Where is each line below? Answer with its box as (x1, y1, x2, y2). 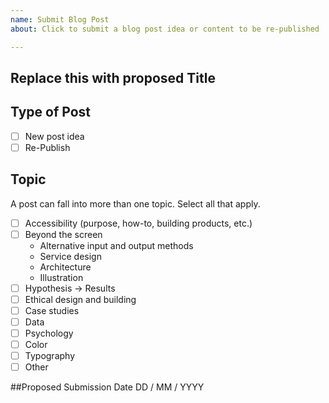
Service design (39, 250, 102, 262)
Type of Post (10, 104, 92, 121)
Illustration (39, 271, 84, 283)
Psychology (24, 327, 74, 340)
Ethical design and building (24, 293, 137, 305)
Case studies (24, 304, 80, 316)
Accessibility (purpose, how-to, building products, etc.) (24, 217, 253, 229)
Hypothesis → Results (24, 282, 116, 294)
